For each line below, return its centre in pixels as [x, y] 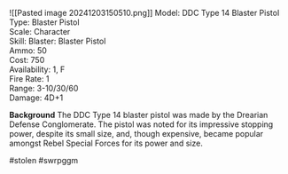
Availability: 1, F [37, 69]
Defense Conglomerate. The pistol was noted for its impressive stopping [141, 124]
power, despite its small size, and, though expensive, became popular [136, 134]
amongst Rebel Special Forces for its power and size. [106, 143]
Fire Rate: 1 [29, 79]
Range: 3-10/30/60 [44, 88]
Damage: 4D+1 [36, 98]
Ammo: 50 [28, 51]
